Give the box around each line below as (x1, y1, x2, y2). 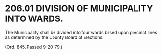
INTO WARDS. (5, 13, 64, 24)
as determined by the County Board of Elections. (5, 35, 104, 40)
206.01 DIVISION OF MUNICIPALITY (5, 3, 153, 14)
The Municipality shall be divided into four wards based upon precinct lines (5, 29, 157, 35)
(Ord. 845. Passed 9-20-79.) (5, 44, 63, 50)
